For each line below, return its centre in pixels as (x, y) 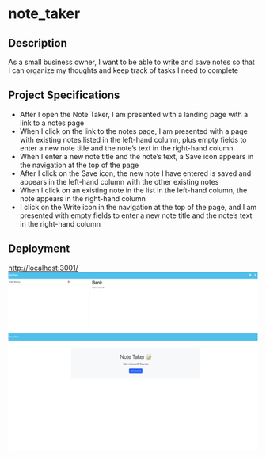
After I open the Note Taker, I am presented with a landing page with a (134, 114)
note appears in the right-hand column (83, 198)
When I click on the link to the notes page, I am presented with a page (133, 131)
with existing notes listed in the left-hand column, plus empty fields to (133, 139)
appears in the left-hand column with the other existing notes (119, 181)
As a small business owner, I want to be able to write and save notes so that (131, 62)
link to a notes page (52, 123)
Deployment (39, 249)
